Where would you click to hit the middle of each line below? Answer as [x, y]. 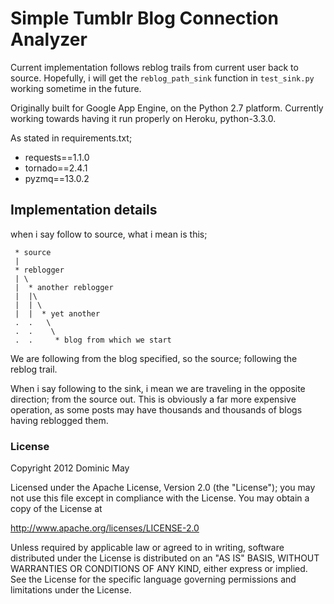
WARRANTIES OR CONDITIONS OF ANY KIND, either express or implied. [159, 569]
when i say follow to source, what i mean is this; [109, 234]
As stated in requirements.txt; [71, 138]
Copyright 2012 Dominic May [70, 468]
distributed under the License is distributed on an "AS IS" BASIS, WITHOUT [165, 558]
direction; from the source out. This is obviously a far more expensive [153, 399]
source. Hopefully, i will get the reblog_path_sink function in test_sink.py [162, 78]
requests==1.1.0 [57, 157]
